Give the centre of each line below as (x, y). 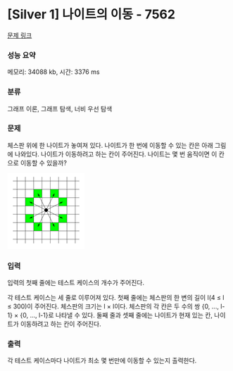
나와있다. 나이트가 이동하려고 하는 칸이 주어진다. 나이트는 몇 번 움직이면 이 (116, 154)
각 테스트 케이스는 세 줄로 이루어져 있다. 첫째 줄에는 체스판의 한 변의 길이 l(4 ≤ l (116, 298)
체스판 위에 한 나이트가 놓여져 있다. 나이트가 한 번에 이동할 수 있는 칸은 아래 (110, 145)
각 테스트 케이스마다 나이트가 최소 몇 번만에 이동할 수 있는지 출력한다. (102, 360)
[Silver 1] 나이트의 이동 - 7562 (92, 14)
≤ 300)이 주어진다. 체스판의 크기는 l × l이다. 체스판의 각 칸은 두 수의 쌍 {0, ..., (113, 306)
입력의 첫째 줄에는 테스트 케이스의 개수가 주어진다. (76, 283)
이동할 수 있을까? (43, 163)
